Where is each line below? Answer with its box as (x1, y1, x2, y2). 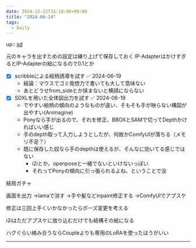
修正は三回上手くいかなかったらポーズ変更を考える (6, 205, 128, 212)
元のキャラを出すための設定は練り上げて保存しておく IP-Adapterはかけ (6, 53, 176, 60)
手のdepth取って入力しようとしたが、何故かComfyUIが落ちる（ (23, 131, 176, 138)
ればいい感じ (23, 124, 54, 131)
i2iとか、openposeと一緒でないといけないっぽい (32, 160, 149, 167)
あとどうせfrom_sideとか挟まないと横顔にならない (23, 87, 145, 94)
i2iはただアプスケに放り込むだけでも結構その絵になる (6, 217, 135, 224)
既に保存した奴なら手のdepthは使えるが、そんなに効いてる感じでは (23, 145, 185, 152)
